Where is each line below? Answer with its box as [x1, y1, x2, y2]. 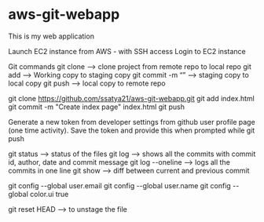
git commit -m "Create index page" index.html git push [8, 102, 185, 111]
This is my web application [8, 31, 94, 41]
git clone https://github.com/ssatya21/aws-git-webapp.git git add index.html [8, 93, 255, 103]
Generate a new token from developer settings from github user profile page [8, 117, 255, 126]
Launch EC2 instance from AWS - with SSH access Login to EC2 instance [8, 46, 246, 56]
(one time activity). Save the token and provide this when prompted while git [8, 126, 255, 135]
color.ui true [30, 189, 69, 198]
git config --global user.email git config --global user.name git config [8, 180, 232, 190]
